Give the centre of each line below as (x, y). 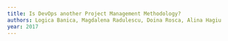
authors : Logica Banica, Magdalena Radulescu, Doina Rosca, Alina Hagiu (114, 20)
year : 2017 (23, 26)
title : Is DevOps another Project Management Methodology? (94, 14)
